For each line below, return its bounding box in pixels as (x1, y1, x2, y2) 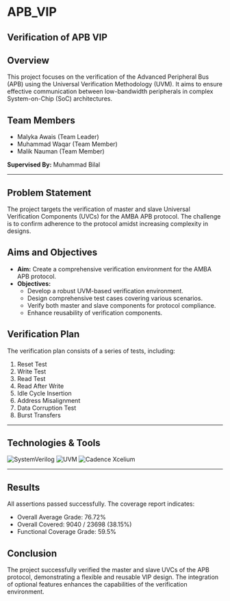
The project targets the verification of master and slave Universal (7, 205, 190, 213)
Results (7, 481, 40, 493)
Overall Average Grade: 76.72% (16, 513, 106, 522)
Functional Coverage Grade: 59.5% (16, 528, 116, 536)
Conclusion (7, 548, 57, 559)
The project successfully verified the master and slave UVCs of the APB (7, 566, 210, 574)
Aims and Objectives (7, 247, 98, 258)
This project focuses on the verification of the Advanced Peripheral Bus (7, 73, 209, 81)
